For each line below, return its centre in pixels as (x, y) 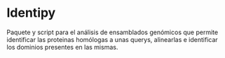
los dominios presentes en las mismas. (62, 47)
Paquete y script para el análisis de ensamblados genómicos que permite (112, 32)
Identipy (31, 13)
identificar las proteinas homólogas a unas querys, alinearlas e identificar (112, 39)
